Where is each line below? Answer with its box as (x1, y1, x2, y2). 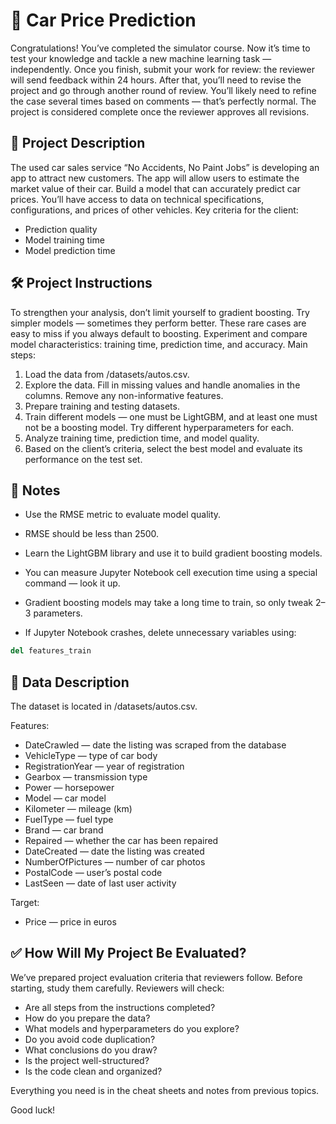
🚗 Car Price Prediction (10, 9, 197, 32)
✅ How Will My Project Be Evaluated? (10, 945, 247, 962)
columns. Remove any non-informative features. (24, 389, 224, 401)
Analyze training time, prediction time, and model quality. (24, 432, 260, 444)
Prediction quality (24, 223, 98, 235)
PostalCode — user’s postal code (24, 867, 163, 879)
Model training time (24, 234, 105, 246)
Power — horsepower (24, 782, 115, 794)
